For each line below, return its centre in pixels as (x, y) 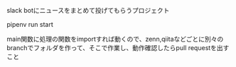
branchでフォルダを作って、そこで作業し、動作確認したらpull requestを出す (118, 48)
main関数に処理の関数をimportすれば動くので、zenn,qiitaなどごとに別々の (115, 39)
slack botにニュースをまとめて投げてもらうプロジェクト (88, 10)
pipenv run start (30, 24)
